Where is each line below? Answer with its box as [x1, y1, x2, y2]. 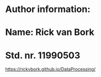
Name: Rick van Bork [5, 27, 94, 38]
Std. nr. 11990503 [5, 49, 81, 61]
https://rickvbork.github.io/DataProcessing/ [5, 66, 96, 72]
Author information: [5, 4, 91, 15]
